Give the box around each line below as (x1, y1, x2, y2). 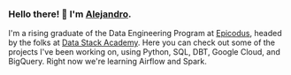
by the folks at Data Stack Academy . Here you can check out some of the (8, 37, 276, 48)
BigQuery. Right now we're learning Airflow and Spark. (8, 56, 207, 67)
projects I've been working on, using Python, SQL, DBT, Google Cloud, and (8, 47, 280, 57)
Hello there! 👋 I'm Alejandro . (8, 8, 132, 20)
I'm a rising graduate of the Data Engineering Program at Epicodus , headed (8, 28, 282, 39)
